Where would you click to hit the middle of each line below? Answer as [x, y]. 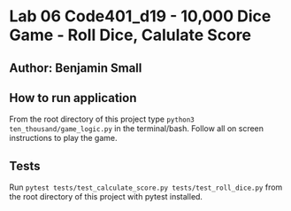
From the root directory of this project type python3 [102, 119]
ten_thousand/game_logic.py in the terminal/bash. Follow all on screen [136, 129]
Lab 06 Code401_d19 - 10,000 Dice [140, 16]
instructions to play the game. [63, 138]
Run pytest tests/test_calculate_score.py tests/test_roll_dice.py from [146, 187]
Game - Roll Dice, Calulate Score [130, 35]
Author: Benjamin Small [76, 68]
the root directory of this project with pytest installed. [106, 197]
